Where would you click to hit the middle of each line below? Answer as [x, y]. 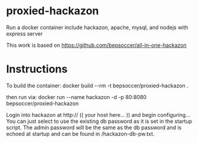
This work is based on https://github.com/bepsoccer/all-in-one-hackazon [97, 45]
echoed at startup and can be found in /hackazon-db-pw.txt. [80, 134]
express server [25, 33]
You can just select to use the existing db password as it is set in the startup [99, 121]
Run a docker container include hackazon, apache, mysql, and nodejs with [97, 27]
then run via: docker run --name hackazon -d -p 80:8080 [76, 97]
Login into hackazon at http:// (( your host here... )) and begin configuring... [98, 115]
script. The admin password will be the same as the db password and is [94, 127]
